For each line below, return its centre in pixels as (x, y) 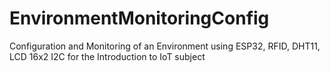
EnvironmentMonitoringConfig (139, 18)
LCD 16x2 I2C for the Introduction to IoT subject (107, 56)
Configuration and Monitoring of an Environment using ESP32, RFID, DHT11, (165, 46)
